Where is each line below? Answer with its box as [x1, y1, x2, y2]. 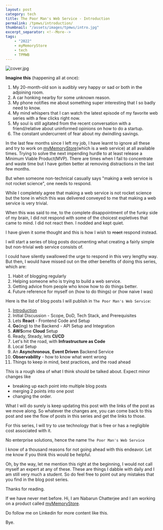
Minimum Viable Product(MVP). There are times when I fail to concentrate [5, 156, 153, 162]
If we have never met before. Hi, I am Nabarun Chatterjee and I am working [5, 496, 156, 501]
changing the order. [12, 393, 52, 399]
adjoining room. [12, 89, 44, 95]
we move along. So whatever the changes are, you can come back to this [5, 408, 152, 414]
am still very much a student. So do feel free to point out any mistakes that [5, 472, 154, 478]
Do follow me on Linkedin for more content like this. [5, 510, 109, 516]
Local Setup [12, 343, 37, 350]
